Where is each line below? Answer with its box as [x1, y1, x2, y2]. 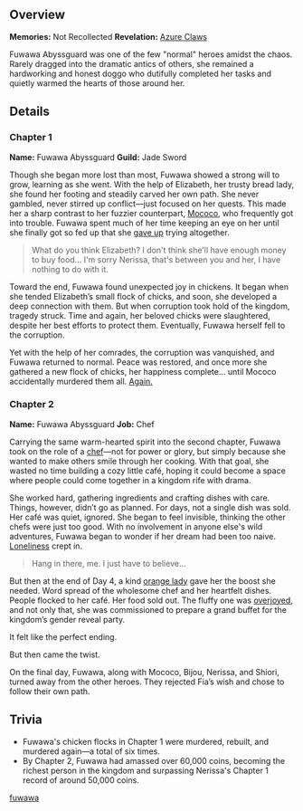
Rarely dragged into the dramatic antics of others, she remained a [9, 58, 255, 69]
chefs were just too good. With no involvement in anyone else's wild [9, 520, 263, 532]
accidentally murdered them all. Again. [9, 376, 154, 386]
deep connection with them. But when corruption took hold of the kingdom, [9, 301, 290, 311]
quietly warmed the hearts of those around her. [9, 77, 185, 89]
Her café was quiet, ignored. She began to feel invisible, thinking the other [9, 511, 287, 522]
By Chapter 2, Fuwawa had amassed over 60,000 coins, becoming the [22, 755, 286, 766]
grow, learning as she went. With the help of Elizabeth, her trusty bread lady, [9, 178, 295, 189]
